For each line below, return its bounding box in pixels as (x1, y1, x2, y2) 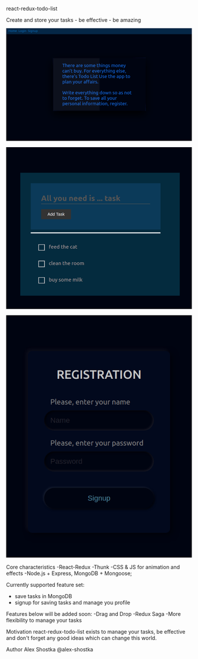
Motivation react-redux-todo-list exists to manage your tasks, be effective (6, 628, 186, 635)
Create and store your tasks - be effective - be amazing (6, 17, 141, 23)
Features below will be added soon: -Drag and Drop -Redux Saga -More (6, 610, 181, 617)
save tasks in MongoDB (14, 592, 72, 599)
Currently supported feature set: (6, 581, 85, 588)
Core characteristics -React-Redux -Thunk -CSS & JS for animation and (6, 563, 180, 570)
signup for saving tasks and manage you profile (14, 599, 131, 606)
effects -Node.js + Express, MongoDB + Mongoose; (6, 570, 133, 577)
